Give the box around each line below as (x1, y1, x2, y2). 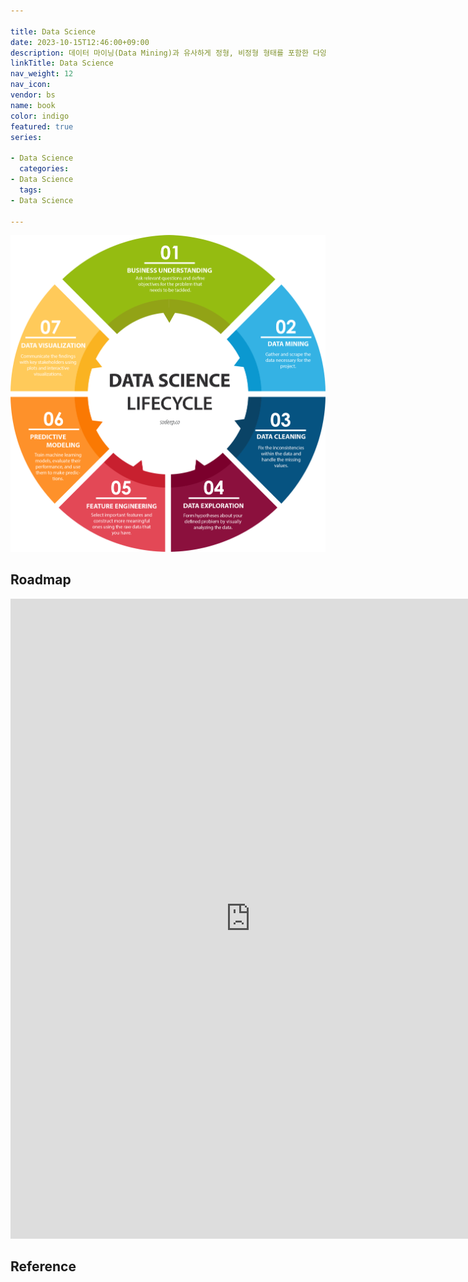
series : (10, 132, 43, 142)
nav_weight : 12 (10, 69, 74, 79)
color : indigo (10, 111, 70, 121)
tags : (19, 185, 43, 195)
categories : (19, 164, 70, 174)
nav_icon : (10, 80, 52, 90)
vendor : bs (10, 90, 56, 100)
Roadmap (10, 571, 72, 589)
